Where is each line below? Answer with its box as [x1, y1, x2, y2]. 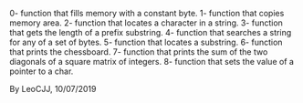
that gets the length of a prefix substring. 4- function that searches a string [9, 27, 292, 37]
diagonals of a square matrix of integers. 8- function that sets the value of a [9, 57, 295, 67]
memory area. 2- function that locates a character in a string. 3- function [9, 17, 283, 28]
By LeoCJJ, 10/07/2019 [9, 84, 97, 94]
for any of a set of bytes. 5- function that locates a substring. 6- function [9, 36, 283, 47]
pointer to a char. [9, 66, 74, 77]
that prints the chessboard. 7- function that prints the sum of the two [9, 46, 268, 57]
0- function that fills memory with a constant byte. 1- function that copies [9, 8, 285, 18]
